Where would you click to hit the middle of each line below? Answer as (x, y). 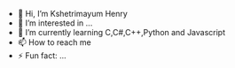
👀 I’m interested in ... (55, 23)
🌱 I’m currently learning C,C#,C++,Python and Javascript (121, 32)
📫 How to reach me (54, 42)
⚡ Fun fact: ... (42, 56)
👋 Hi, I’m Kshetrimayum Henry (73, 14)
